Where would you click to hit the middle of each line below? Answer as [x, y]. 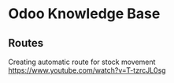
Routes [26, 43]
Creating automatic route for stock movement [82, 62]
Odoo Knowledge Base [84, 14]
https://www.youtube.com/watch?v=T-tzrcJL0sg [87, 70]
